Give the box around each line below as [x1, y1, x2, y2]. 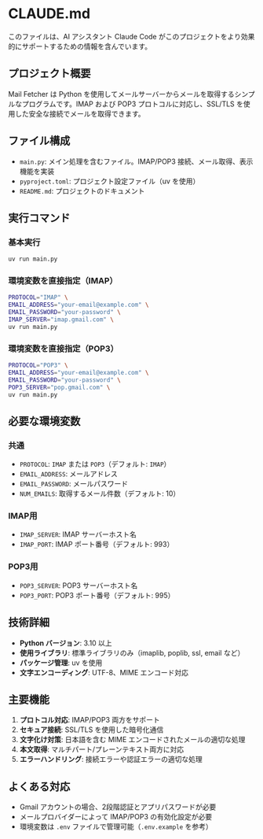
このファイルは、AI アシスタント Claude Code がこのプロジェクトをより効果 [8, 31, 255, 41]
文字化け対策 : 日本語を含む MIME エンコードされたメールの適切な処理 [19, 735, 246, 745]
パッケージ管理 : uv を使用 [19, 658, 103, 667]
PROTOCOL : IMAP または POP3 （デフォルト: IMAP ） [19, 460, 171, 469]
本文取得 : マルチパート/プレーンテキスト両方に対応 [19, 745, 184, 754]
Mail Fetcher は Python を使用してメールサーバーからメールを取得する [8, 89, 236, 98]
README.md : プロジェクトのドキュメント [19, 186, 145, 195]
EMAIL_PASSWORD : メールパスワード [19, 479, 129, 489]
